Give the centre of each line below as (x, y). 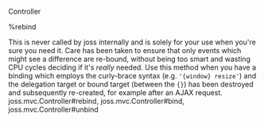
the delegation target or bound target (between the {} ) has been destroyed (131, 84)
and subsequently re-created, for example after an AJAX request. (115, 93)
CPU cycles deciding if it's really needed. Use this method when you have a (132, 67)
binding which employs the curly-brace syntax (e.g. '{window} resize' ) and (132, 76)
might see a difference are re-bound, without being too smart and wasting (129, 59)
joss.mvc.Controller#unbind (54, 109)
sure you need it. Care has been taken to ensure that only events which (125, 50)
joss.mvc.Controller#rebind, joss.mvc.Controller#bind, (97, 101)
